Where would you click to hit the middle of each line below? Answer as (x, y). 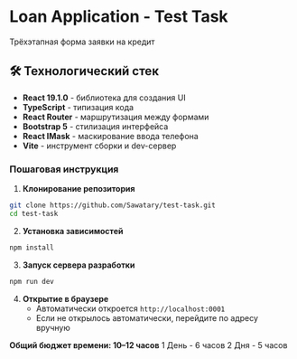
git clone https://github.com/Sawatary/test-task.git (113, 205)
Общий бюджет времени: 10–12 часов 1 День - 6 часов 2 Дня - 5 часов (148, 345)
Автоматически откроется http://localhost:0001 (130, 308)
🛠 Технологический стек (84, 71)
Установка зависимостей (73, 231)
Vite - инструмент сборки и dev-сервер (99, 146)
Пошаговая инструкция (64, 169)
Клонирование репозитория (79, 189)
